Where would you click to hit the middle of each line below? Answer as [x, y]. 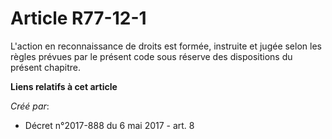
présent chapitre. [46, 67]
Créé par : [30, 106]
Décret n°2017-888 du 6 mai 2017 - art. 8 [109, 125]
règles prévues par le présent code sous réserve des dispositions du [151, 56]
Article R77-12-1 [78, 18]
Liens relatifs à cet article [64, 86]
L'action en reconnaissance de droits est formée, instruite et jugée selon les [166, 46]
